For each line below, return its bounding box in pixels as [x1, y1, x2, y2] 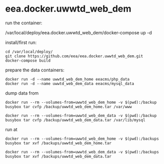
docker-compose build [5, 58, 51, 63]
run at [5, 126, 18, 132]
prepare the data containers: [5, 67, 65, 73]
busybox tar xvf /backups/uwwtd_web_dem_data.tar [5, 154, 112, 159]
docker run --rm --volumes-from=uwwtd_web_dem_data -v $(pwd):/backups [5, 149, 159, 154]
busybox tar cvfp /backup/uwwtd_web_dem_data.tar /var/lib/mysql [5, 117, 145, 122]
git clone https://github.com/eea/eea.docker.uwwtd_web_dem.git [5, 54, 143, 59]
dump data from [5, 90, 39, 96]
